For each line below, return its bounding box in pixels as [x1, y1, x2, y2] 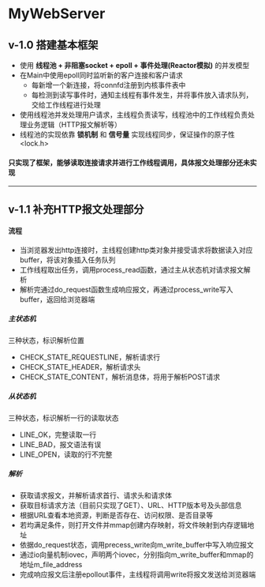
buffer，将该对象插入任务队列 [19, 254, 116, 265]
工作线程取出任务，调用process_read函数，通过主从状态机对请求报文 [19, 265, 244, 274]
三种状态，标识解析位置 [8, 335, 84, 344]
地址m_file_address [19, 559, 83, 569]
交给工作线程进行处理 [31, 100, 101, 109]
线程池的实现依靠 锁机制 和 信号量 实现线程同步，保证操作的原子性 [19, 130, 235, 139]
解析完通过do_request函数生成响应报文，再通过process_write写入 [19, 284, 233, 294]
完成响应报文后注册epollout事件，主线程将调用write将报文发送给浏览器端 [19, 570, 256, 579]
